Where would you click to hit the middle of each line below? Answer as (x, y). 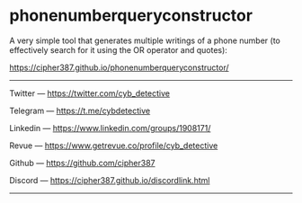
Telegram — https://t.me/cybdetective (80, 110)
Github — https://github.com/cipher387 (82, 163)
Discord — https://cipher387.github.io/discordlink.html (110, 180)
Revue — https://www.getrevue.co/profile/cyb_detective (114, 146)
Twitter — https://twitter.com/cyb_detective (90, 93)
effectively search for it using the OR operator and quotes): (118, 49)
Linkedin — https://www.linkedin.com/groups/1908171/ (110, 128)
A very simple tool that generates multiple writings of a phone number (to (145, 40)
